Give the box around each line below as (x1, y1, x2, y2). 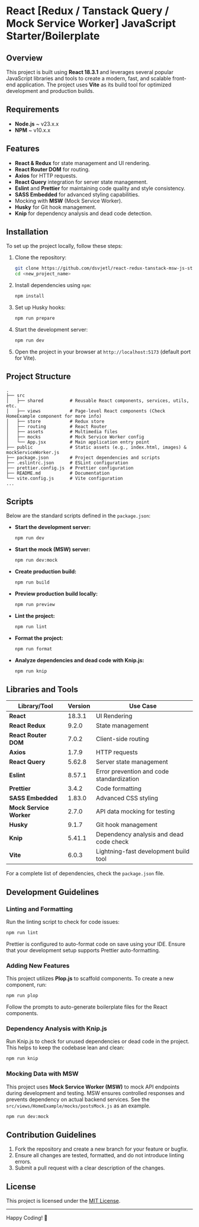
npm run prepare (14, 315, 55, 321)
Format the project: (14, 635, 63, 642)
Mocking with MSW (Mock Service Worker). (14, 197, 123, 204)
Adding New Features (6, 961, 70, 970)
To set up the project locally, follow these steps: (6, 243, 123, 250)
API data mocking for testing (95, 807, 175, 816)
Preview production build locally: (14, 590, 98, 597)
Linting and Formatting (6, 904, 73, 913)
